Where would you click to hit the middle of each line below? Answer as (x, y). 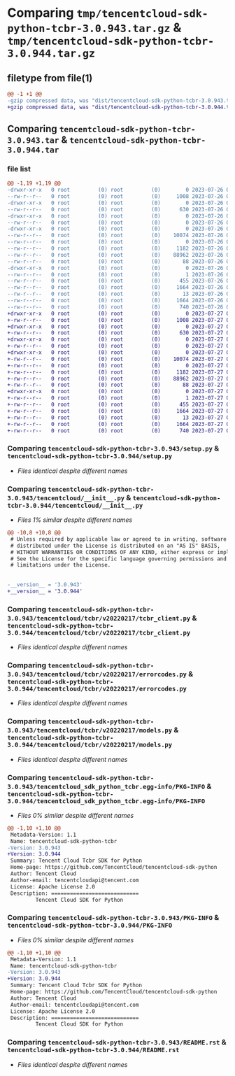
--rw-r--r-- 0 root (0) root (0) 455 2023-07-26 (115, 281)
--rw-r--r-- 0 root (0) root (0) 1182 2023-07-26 (115, 249)
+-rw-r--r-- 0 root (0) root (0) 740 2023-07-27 (115, 431)
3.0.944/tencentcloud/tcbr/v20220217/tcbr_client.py (99, 632)
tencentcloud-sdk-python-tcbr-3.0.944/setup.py (90, 456)
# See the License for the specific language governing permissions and (119, 559)
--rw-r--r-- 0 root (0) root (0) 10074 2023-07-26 (115, 236)
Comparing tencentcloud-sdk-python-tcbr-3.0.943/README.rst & (117, 1042)
